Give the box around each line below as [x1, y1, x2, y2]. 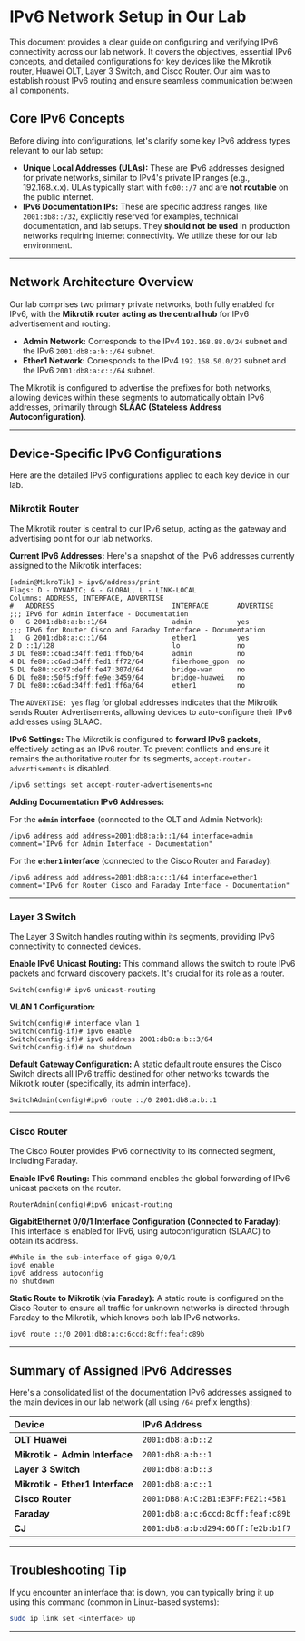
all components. [9, 85, 70, 95]
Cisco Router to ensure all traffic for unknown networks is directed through [9, 1302, 290, 1314]
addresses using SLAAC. [9, 716, 103, 727]
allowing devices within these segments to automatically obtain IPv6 [9, 392, 265, 403]
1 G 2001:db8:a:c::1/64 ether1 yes [9, 633, 250, 642]
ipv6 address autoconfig [9, 1269, 103, 1278]
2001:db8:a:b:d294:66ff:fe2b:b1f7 [142, 1524, 291, 1534]
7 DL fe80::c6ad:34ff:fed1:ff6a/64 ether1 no [9, 681, 246, 690]
